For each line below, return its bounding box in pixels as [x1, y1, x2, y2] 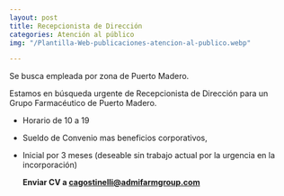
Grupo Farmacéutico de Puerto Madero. [9, 98, 157, 109]
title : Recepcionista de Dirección [9, 22, 143, 31]
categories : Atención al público [9, 30, 135, 39]
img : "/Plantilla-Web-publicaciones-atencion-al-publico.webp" [9, 38, 252, 48]
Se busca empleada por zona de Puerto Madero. [9, 71, 190, 82]
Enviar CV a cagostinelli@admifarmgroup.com [22, 177, 200, 188]
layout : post [9, 13, 58, 22]
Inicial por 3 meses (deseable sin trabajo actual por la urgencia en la [22, 150, 276, 161]
